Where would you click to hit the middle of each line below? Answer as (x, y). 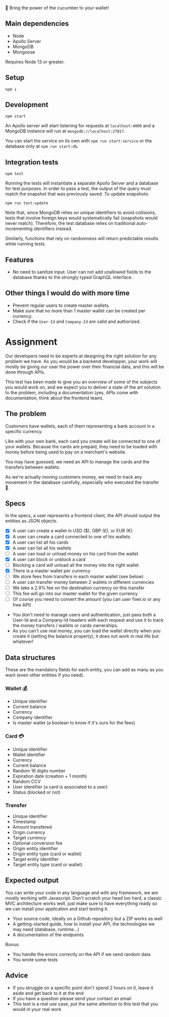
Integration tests (32, 162)
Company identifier (33, 717)
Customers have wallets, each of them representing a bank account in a (80, 426)
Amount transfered (32, 827)
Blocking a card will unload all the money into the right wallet (75, 565)
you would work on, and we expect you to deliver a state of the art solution (83, 387)
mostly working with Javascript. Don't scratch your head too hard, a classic (84, 898)
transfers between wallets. (33, 467)
